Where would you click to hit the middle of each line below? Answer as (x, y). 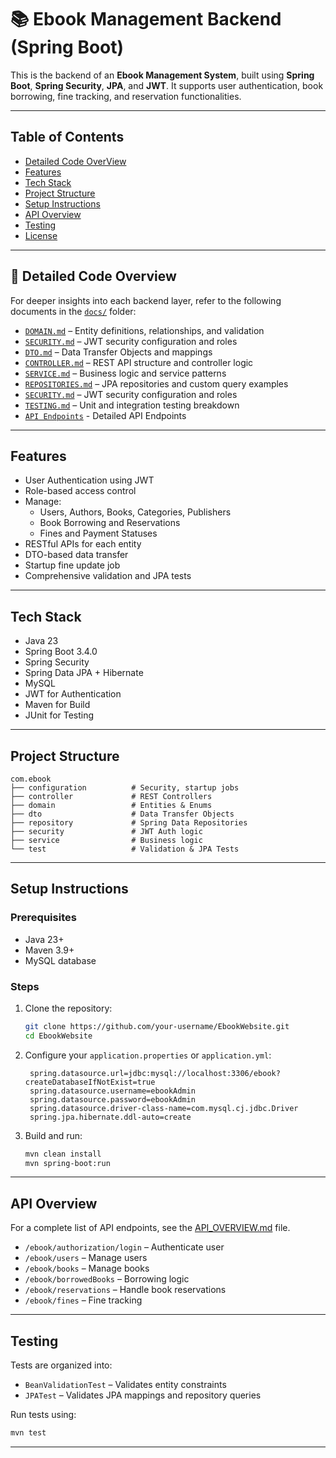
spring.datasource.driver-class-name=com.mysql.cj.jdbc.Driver (164, 1108)
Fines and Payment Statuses (98, 533)
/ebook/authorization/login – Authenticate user (124, 1247)
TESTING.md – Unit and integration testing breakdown (132, 405)
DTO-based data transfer (76, 555)
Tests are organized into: (61, 1365)
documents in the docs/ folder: (73, 311)
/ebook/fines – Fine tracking (83, 1300)
